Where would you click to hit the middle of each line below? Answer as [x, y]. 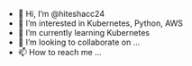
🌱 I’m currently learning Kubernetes [84, 33]
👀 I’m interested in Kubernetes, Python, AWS [100, 23]
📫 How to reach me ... [59, 52]
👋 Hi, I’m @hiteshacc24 [61, 14]
